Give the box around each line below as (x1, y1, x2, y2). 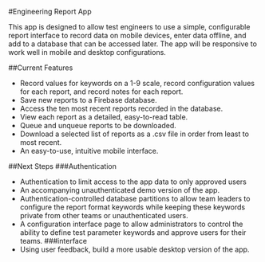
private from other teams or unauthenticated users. (19, 211, 189, 220)
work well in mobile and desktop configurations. (8, 48, 166, 57)
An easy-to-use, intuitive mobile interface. (19, 147, 159, 155)
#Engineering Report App (8, 7, 92, 16)
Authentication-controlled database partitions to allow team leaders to (19, 194, 251, 203)
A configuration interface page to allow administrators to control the (19, 219, 243, 229)
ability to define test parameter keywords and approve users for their (19, 228, 247, 237)
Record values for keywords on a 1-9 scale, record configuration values (19, 79, 255, 88)
